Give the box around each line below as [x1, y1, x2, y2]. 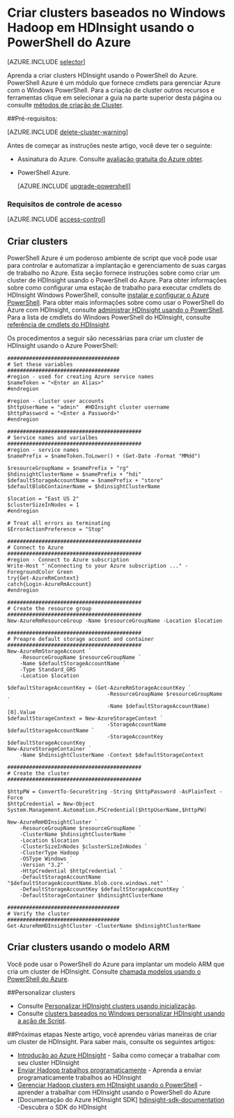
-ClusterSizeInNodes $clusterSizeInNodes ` [19, 843, 148, 850]
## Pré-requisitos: [7, 114, 58, 123]
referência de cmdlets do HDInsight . [7, 321, 111, 329]
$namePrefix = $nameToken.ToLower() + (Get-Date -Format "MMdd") [7, 453, 201, 460]
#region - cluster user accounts [7, 398, 104, 405]
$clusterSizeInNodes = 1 [7, 501, 79, 508]
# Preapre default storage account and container [7, 636, 155, 643]
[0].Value [7, 709, 36, 716]
